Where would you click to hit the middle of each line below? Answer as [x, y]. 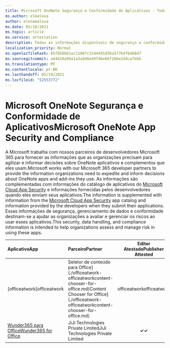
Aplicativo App [23, 249]
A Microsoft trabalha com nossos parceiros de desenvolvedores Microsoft [82, 152]
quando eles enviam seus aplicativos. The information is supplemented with [83, 195]
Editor [144, 244]
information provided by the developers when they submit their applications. [85, 205]
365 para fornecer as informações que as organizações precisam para [79, 157]
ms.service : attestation [31, 37]
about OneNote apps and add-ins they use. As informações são [72, 179]
